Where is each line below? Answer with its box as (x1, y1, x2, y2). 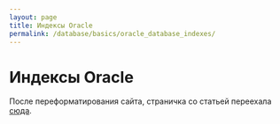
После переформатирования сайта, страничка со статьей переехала (9, 96, 272, 106)
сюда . (9, 106, 33, 116)
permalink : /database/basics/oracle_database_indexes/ (9, 29, 216, 38)
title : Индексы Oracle (9, 21, 93, 30)
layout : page (9, 12, 58, 22)
